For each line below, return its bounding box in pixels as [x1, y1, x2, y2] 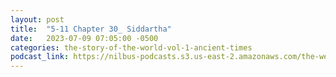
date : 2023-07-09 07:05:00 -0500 [10, 33, 159, 43]
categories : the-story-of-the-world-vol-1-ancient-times [10, 42, 253, 53]
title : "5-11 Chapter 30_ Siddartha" [10, 24, 172, 34]
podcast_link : [10, 52, 70, 62]
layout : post [10, 14, 65, 25]
